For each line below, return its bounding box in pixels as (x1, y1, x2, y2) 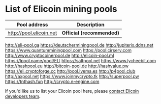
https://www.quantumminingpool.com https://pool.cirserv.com (5, 47, 132, 53)
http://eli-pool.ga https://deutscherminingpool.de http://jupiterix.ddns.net (5, 42, 154, 48)
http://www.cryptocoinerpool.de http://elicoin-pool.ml (5, 52, 114, 58)
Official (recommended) (62, 29, 120, 36)
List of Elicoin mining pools (5, 3, 117, 15)
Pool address (16, 21, 48, 28)
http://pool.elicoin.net (7, 29, 58, 36)
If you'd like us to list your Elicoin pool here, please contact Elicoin (5, 88, 139, 94)
